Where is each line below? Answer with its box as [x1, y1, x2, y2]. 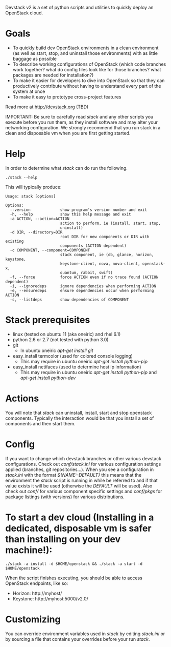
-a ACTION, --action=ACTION [10, 216, 70, 221]
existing [5, 239, 24, 244]
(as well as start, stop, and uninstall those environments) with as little [12, 50, 158, 56]
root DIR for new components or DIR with [60, 234, 150, 239]
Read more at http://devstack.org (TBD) [5, 104, 89, 110]
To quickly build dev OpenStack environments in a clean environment [12, 45, 159, 51]
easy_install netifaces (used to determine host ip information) [12, 364, 141, 370]
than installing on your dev [5, 533, 121, 545]
